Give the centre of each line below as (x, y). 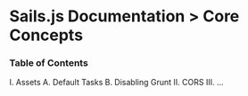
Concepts (46, 35)
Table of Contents (49, 63)
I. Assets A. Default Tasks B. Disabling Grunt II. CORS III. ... (116, 83)
